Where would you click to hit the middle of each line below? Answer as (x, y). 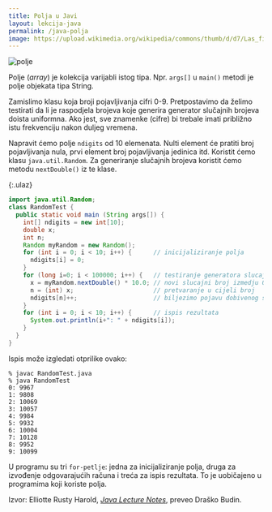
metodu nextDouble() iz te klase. (63, 169)
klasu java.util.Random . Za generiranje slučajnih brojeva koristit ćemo (125, 161)
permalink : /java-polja (49, 31)
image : (19, 39)
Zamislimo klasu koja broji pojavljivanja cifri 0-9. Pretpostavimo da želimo (131, 101)
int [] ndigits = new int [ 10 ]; (74, 222)
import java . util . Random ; (52, 200)
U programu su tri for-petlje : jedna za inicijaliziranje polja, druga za (122, 467)
